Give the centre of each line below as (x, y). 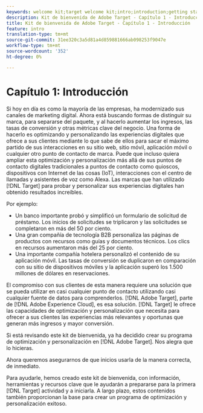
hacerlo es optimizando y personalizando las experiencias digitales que (95, 134)
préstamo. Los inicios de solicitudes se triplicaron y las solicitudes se (101, 222)
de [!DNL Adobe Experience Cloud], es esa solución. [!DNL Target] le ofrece (101, 304)
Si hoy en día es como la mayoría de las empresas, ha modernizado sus (95, 109)
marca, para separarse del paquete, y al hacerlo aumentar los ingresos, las (99, 121)
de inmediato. (23, 366)
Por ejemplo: (22, 203)
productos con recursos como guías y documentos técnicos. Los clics (102, 241)
